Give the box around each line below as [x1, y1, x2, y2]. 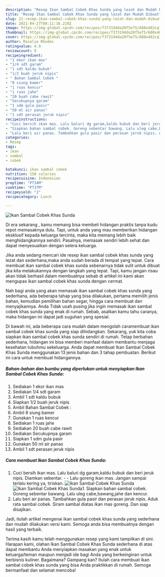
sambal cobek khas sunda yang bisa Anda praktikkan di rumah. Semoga [5, 562, 151, 568]
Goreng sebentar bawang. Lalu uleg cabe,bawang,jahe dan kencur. [12, 490, 148, 496]
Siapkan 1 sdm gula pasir [12, 435, 63, 441]
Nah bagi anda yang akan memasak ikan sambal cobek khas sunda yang [5, 288, 152, 293]
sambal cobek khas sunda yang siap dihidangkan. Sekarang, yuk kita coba [5, 328, 156, 334]
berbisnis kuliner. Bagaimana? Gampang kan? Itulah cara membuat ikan [5, 556, 150, 563]
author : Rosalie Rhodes [5, 39, 54, 44]
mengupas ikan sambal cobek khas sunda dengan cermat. [5, 278, 124, 284]
